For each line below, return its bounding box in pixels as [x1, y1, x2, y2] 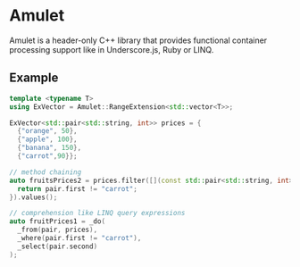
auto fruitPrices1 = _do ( [9, 217, 105, 226]
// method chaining [9, 167, 82, 177]
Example [9, 71, 59, 86]
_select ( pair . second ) [17, 242, 98, 251]
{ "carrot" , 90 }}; [17, 152, 78, 161]
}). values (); [9, 193, 58, 202]
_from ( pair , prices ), [17, 225, 98, 235]
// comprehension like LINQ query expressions [9, 209, 186, 218]
